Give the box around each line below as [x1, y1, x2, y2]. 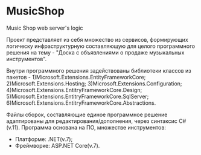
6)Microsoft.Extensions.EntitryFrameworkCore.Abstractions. [6, 99, 156, 107]
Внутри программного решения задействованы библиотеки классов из [6, 67, 191, 74]
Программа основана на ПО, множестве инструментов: [21, 124, 166, 131]
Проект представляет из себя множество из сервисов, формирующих [6, 36, 188, 43]
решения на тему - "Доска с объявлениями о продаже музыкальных [6, 48, 185, 56]
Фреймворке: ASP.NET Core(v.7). [14, 142, 100, 149]
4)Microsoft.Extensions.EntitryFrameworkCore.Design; [6, 86, 142, 93]
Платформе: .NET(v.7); [14, 135, 73, 143]
